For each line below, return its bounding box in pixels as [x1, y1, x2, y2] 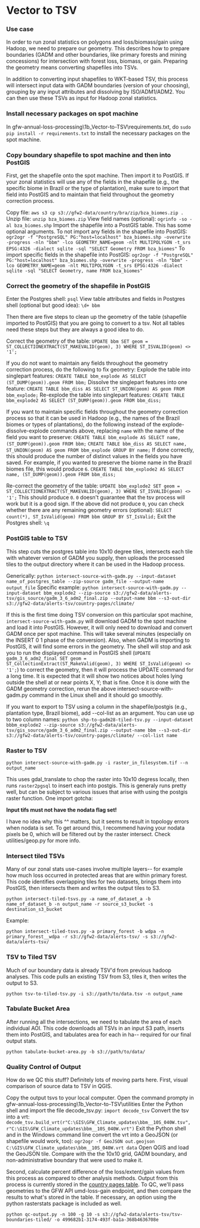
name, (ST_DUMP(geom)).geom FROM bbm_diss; [6, 472, 116, 478]
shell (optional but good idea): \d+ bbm [6, 301, 100, 309]
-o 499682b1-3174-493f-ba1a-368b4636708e [54, 1217, 159, 1223]
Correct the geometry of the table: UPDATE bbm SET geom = [6, 337, 148, 345]
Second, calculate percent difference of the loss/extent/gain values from [6, 1168, 185, 1175]
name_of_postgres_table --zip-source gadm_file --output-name [6, 578, 164, 584]
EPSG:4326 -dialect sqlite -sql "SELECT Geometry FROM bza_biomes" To [6, 245, 185, 252]
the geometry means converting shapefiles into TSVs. [6, 64, 139, 71]
